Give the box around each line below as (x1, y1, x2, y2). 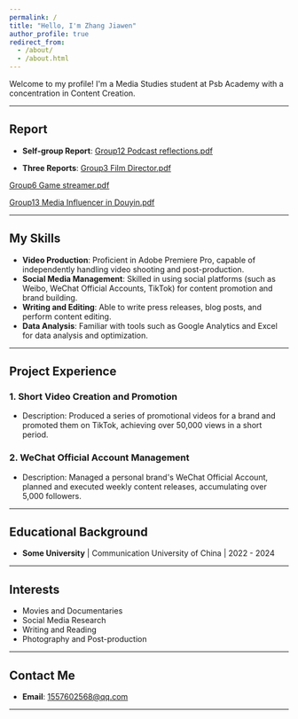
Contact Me (9, 668, 75, 683)
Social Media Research (21, 615, 106, 626)
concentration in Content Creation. (9, 88, 136, 98)
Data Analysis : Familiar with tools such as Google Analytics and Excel (21, 320, 278, 331)
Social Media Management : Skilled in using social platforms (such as (21, 273, 277, 284)
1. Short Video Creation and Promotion (9, 390, 177, 402)
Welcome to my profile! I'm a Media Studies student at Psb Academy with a (9, 79, 284, 89)
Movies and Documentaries (21, 606, 123, 616)
